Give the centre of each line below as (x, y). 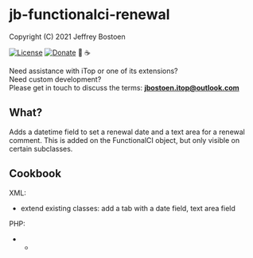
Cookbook (35, 173)
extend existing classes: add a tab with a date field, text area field (128, 208)
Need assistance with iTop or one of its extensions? (93, 71)
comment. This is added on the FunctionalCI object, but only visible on (125, 140)
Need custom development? (55, 79)
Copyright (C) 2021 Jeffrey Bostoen (67, 37)
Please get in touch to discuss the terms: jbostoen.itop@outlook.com (124, 87)
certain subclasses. (41, 148)
